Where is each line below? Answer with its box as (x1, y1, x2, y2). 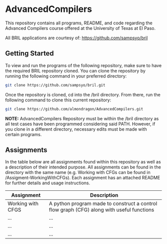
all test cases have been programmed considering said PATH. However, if (5, 121, 156, 127)
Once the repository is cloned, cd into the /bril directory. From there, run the (5, 91, 161, 97)
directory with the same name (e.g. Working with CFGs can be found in (5, 169, 151, 175)
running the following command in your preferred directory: (5, 73, 127, 79)
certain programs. (5, 131, 42, 137)
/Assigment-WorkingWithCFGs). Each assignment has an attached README (5, 175, 161, 181)
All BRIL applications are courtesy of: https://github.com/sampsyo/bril (5, 35, 148, 41)
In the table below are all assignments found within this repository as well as (5, 159, 161, 165)
